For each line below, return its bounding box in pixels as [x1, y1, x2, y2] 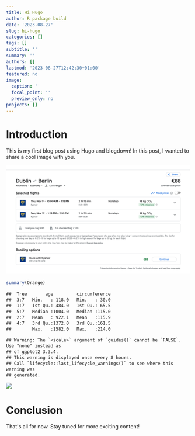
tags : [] [6, 40, 27, 46]
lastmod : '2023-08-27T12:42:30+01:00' [6, 65, 100, 71]
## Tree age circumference [6, 291, 111, 297]
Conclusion [6, 404, 63, 417]
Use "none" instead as [6, 342, 61, 349]
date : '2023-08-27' [6, 22, 54, 27]
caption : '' [11, 84, 41, 89]
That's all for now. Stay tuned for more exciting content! [6, 423, 140, 430]
